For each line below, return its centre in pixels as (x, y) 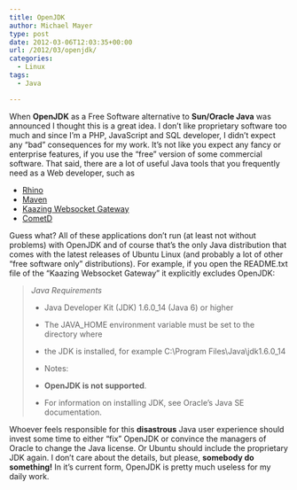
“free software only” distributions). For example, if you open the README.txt (148, 263)
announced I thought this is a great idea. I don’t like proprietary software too (148, 126)
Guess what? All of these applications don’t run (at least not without (133, 235)
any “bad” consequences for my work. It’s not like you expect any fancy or (145, 144)
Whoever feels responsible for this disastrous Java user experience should (147, 429)
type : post (29, 34)
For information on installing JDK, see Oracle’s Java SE (144, 402)
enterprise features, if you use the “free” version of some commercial (136, 154)
